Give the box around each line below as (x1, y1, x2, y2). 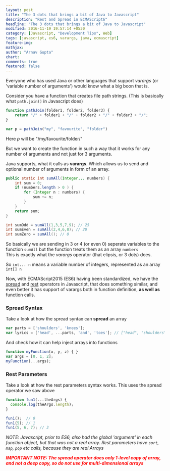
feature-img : (6, 40, 33, 45)
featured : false (6, 64, 40, 69)
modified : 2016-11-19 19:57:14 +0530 (6, 26, 85, 31)
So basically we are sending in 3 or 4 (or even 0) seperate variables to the (6, 241, 159, 247)
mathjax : (6, 45, 24, 50)
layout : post (6, 7, 33, 13)
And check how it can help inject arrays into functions (6, 340, 118, 346)
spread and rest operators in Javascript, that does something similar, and (6, 281, 158, 287)
